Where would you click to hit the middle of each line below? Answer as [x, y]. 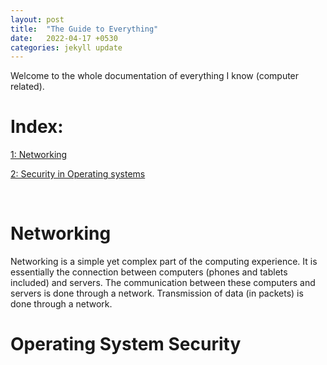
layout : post [37, 19]
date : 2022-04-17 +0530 [64, 38]
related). [27, 87]
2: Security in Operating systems [78, 174]
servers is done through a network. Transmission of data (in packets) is [157, 293]
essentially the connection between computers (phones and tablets [149, 272]
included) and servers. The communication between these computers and [163, 283]
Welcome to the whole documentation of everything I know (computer [155, 76]
